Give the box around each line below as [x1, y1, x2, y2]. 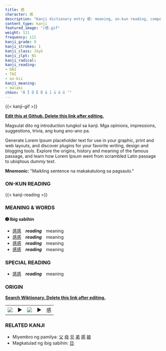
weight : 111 [5, 30, 30, 35]
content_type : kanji [5, 21, 48, 26]
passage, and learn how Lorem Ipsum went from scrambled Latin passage [5, 153, 156, 159]
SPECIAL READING [5, 259, 51, 266]
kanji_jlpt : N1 [5, 53, 37, 58]
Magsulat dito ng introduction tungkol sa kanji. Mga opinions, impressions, [5, 123, 157, 129]
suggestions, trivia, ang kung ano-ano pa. [5, 128, 90, 134]
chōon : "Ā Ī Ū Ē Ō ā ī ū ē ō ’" [5, 90, 72, 95]
